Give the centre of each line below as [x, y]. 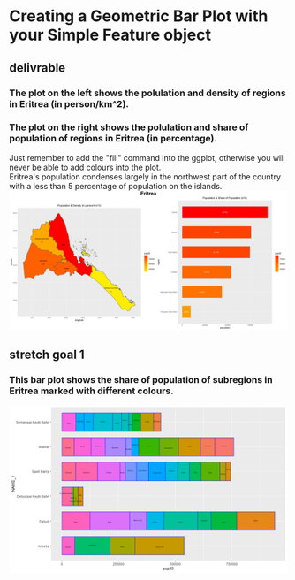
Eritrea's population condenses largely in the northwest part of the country [145, 176]
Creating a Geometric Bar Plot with [139, 16]
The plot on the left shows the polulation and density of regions [147, 93]
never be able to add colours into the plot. [85, 167]
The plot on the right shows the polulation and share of [129, 127]
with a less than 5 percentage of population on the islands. [116, 186]
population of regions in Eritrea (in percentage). [113, 139]
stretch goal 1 [47, 355]
